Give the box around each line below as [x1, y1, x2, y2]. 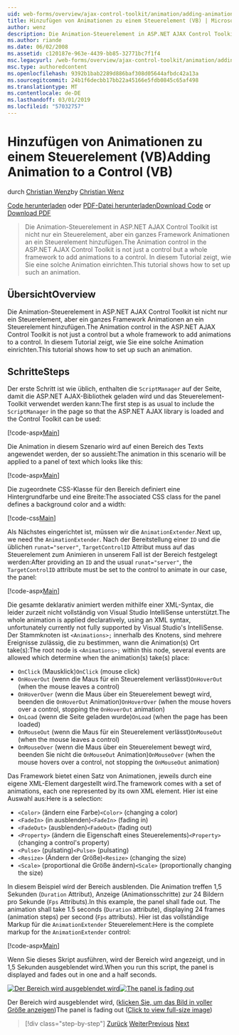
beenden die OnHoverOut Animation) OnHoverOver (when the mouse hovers [17, 698, 231, 706]
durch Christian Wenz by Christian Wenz [7, 187, 124, 196]
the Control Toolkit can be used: [7, 415, 102, 423]
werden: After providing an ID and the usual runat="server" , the [7, 558, 193, 566]
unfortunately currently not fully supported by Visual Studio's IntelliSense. [7, 623, 224, 632]
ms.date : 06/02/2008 [7, 43, 69, 51]
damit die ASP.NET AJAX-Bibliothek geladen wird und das [7, 392, 178, 400]
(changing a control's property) [17, 839, 110, 847]
